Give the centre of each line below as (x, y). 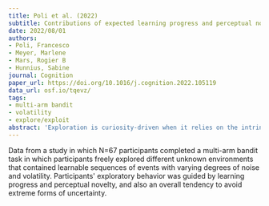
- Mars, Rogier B (37, 61)
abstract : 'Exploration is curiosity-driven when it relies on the (123, 127)
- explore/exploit (39, 120)
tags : (17, 98)
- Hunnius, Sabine (39, 68)
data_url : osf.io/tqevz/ (50, 90)
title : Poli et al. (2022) (53, 16)
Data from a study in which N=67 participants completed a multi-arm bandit (133, 150)
